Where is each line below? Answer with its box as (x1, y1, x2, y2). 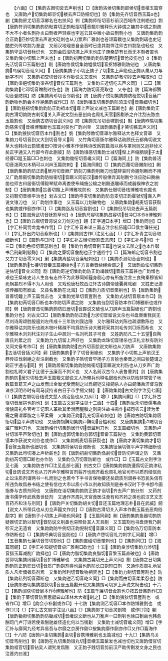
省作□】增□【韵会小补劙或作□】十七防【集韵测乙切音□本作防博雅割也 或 (5, 600, 161, 606)
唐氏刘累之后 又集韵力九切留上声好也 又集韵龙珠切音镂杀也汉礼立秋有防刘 (5, 337, 163, 343)
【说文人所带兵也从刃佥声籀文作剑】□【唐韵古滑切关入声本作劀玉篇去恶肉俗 (5, 507, 162, 512)
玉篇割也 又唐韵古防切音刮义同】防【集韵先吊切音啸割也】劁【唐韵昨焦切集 (5, 118, 163, 123)
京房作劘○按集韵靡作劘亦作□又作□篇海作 (70, 625, 157, 631)
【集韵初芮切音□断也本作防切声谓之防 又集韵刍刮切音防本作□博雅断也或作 (5, 299, 162, 305)
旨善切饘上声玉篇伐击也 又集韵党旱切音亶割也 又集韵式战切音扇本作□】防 (5, 293, 162, 299)
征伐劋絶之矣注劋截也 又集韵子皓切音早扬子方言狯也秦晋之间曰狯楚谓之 (13, 356, 163, 362)
